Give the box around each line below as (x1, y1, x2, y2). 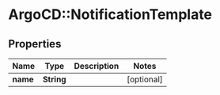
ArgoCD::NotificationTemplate (8, 6, 212, 24)
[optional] (126, 74, 164, 85)
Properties (8, 37, 62, 51)
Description (74, 61, 119, 71)
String (42, 74, 66, 85)
